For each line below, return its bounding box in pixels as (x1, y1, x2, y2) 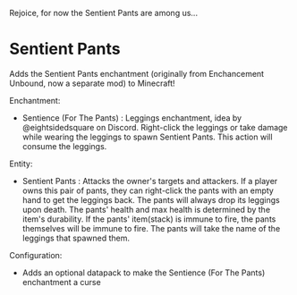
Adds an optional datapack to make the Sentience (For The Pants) (21, 267, 266, 278)
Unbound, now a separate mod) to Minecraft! (9, 78, 176, 88)
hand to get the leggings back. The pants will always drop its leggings (21, 194, 280, 205)
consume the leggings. (21, 140, 107, 151)
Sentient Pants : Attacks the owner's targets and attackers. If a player (21, 175, 278, 186)
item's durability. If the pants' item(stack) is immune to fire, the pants (21, 214, 276, 224)
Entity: (9, 158, 33, 169)
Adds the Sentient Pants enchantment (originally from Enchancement (9, 68, 265, 79)
